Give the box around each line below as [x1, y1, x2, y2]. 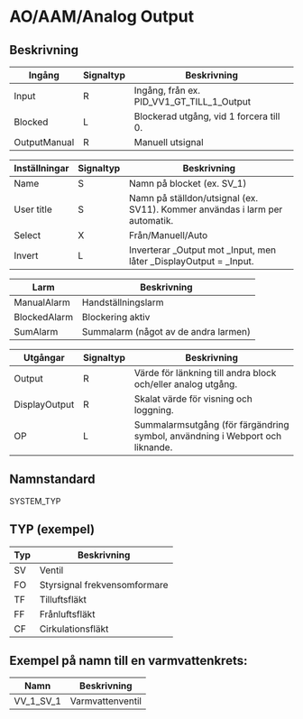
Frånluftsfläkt [39, 607, 96, 620]
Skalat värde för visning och [133, 392, 252, 405]
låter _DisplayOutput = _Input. [129, 255, 254, 267]
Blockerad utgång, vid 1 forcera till [133, 110, 280, 123]
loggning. [133, 404, 174, 416]
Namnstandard [9, 472, 96, 487]
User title [14, 203, 52, 216]
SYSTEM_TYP [9, 495, 61, 506]
